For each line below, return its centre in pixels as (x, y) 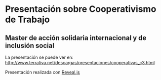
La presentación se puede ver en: (39, 57)
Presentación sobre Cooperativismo (81, 9)
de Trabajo (28, 20)
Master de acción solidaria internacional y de (76, 38)
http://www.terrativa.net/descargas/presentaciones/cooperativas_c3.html (80, 62)
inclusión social (30, 45)
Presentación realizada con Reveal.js (42, 72)
